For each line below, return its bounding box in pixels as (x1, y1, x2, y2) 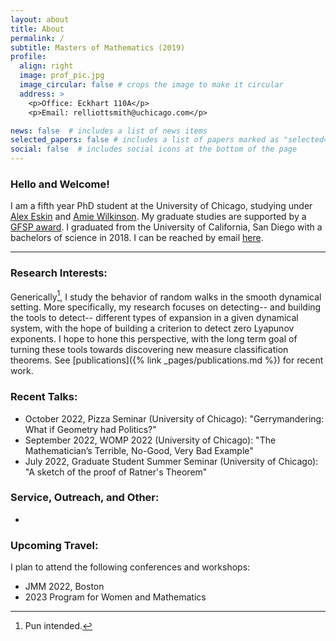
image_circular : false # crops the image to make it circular (19, 80, 284, 90)
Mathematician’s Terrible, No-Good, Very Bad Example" (24, 444, 254, 456)
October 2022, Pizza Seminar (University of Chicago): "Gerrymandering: (24, 412, 325, 425)
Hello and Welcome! (10, 177, 110, 191)
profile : (10, 52, 47, 62)
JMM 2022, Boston (24, 581, 105, 593)
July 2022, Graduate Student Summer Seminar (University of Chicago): (24, 455, 319, 467)
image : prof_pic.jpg (19, 71, 105, 81)
